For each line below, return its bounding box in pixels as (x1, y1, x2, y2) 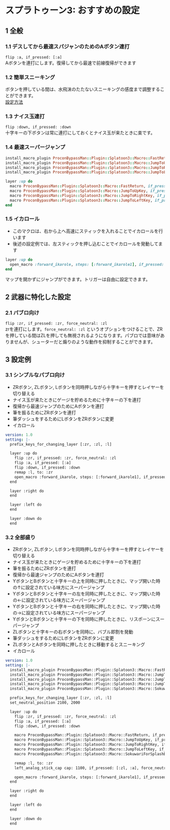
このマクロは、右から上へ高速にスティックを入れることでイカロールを (12, 228, 159, 234)
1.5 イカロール (5, 215, 40, 222)
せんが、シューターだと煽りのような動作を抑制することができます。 (14, 339, 155, 345)
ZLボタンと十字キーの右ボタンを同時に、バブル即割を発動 (12, 629, 134, 635)
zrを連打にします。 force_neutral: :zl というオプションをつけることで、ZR (5, 326, 163, 333)
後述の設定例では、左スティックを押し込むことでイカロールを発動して (12, 241, 158, 247)
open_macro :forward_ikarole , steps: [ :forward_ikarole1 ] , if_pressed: (10, 262, 164, 267)
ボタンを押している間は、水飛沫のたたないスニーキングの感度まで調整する (5, 86, 160, 92)
